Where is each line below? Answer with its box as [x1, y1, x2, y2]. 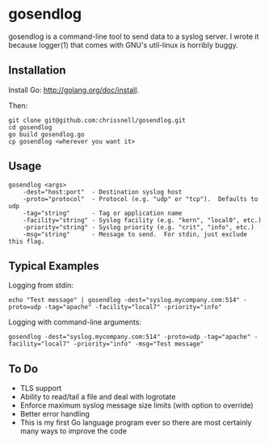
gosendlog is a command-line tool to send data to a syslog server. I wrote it [8, 31, 259, 41]
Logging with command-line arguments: [8, 317, 141, 327]
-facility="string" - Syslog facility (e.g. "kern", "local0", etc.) [23, 216, 263, 224]
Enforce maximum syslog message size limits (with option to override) [19, 400, 254, 410]
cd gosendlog [8, 123, 53, 132]
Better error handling [19, 409, 90, 419]
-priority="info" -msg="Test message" [73, 340, 204, 348]
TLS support [19, 383, 62, 393]
